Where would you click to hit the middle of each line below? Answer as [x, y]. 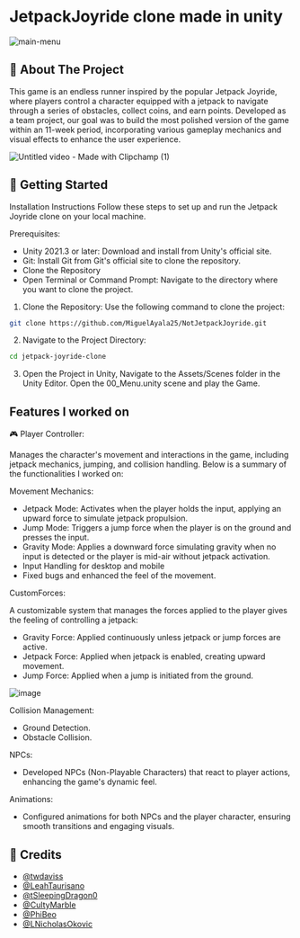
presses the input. [56, 538]
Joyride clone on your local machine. [78, 216]
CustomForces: [37, 593]
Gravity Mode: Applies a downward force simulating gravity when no [149, 547]
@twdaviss [43, 876]
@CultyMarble [49, 905]
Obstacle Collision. [57, 737]
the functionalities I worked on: [66, 474]
